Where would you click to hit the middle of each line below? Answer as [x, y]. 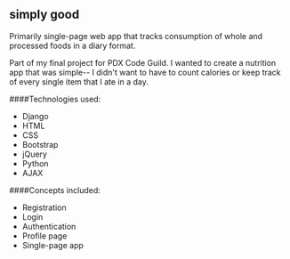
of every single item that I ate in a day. [79, 81]
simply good [44, 15]
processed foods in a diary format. [72, 45]
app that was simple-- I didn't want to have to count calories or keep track [145, 72]
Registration [44, 207]
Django [35, 116]
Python [35, 163]
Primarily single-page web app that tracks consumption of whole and [136, 36]
